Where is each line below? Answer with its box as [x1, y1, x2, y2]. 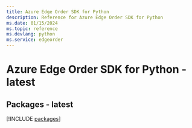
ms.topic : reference [6, 25, 59, 32]
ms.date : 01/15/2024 [6, 20, 59, 26]
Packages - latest [6, 99, 74, 109]
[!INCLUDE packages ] [6, 115, 61, 122]
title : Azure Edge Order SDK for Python [6, 8, 110, 15]
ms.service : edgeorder [6, 37, 63, 43]
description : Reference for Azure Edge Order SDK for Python [6, 14, 164, 20]
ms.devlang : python [6, 31, 56, 37]
